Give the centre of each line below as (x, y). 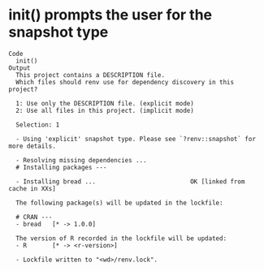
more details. (32, 146)
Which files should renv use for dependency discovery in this (125, 82)
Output (19, 68)
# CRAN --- (34, 217)
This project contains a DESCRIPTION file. (90, 75)
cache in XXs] (32, 188)
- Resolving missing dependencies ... (82, 160)
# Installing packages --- (61, 167)
